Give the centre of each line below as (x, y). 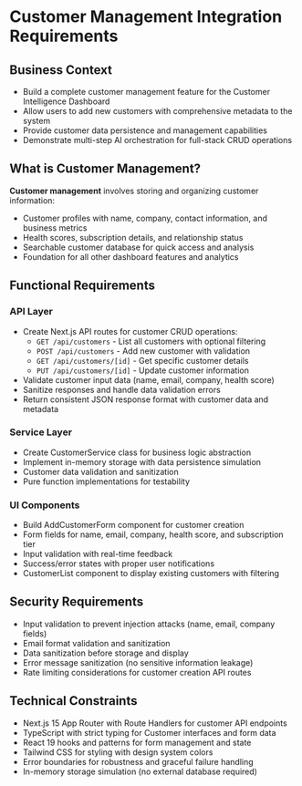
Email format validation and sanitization (96, 643)
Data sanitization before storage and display (105, 653)
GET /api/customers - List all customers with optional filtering (151, 341)
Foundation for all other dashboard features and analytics (130, 256)
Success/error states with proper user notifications (119, 564)
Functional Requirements (82, 286)
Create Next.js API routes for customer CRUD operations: (130, 331)
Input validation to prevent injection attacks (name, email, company (149, 624)
